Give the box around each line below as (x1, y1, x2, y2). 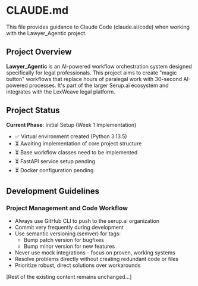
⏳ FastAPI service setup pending (14, 157, 96, 164)
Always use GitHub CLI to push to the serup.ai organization (14, 217, 160, 225)
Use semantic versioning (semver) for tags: (14, 230, 121, 237)
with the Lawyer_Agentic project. (6, 29, 87, 36)
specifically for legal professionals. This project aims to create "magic (6, 69, 177, 76)
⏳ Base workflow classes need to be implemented (14, 148, 138, 156)
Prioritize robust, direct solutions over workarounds (14, 262, 141, 269)
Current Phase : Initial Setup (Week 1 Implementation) (6, 121, 137, 128)
